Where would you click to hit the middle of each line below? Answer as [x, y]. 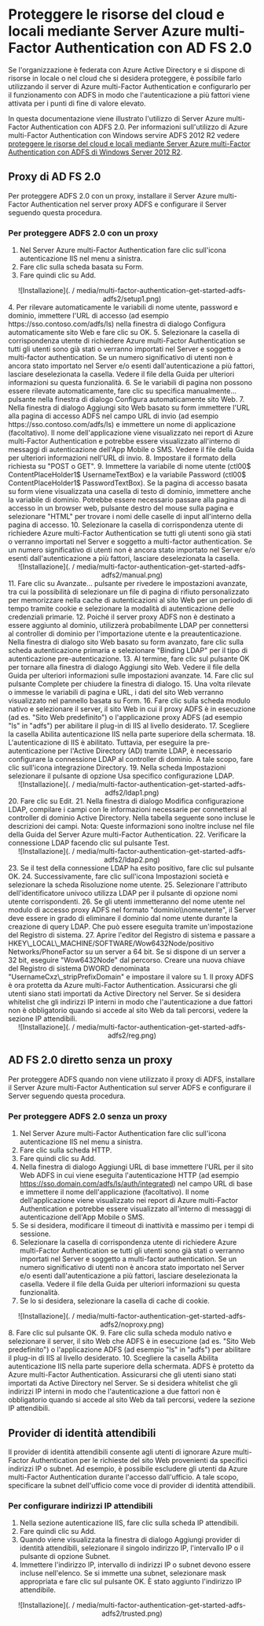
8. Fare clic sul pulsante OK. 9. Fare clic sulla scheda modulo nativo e [120, 1333]
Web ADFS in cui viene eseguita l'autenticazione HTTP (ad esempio [129, 1175]
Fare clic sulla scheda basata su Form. [81, 267]
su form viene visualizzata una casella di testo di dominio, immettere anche [130, 492]
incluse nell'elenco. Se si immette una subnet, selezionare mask [123, 1573]
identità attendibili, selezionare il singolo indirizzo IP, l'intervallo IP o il [131, 1548]
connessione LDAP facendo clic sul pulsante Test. [89, 843]
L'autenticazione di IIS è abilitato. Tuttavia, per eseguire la [101, 743]
